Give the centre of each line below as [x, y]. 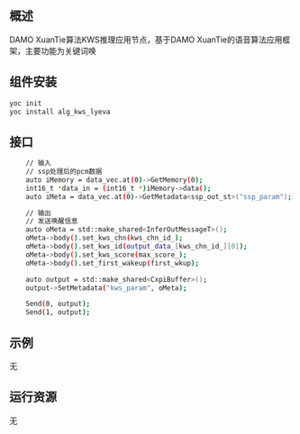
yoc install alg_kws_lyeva [60, 112]
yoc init [26, 103]
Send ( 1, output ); [58, 312]
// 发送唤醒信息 [52, 222]
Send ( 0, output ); [58, 304]
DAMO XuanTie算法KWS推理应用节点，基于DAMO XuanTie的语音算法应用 [146, 40]
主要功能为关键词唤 [60, 50]
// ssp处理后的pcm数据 [64, 172]
